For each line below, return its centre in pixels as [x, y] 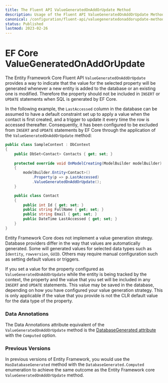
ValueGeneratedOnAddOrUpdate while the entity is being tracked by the [76, 274]
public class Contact [36, 196]
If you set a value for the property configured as [54, 269]
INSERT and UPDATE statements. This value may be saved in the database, [80, 285]
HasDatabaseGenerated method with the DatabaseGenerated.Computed [75, 364]
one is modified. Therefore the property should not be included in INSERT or [83, 94]
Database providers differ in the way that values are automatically [73, 243]
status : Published [24, 24]
